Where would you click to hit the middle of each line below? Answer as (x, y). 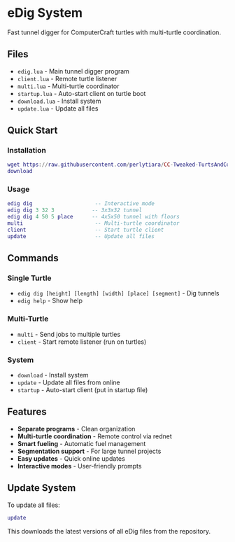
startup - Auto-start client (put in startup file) (83, 390)
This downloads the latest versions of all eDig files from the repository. (109, 531)
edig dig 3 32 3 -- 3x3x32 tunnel (74, 210)
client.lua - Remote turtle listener (67, 78)
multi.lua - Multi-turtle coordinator (68, 86)
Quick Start (33, 131)
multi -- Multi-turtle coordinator (93, 223)
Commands (33, 258)
